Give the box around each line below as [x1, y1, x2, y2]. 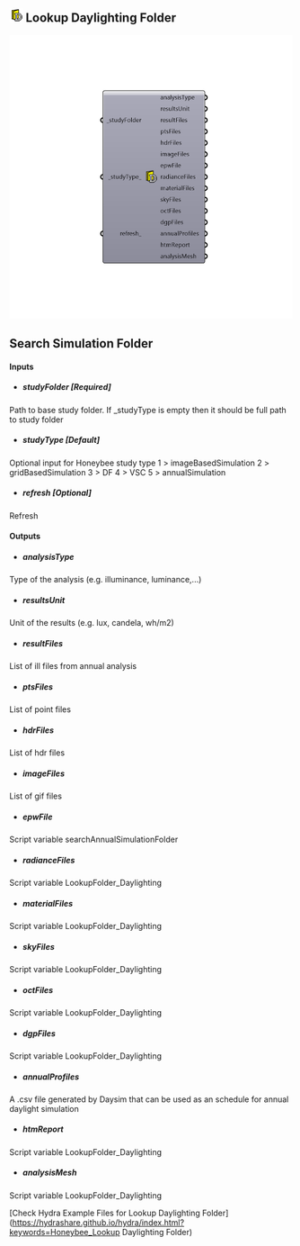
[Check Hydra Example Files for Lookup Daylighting [9, 1207, 200, 1218]
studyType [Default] [22, 435, 101, 446]
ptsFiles [22, 681, 54, 692]
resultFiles [22, 637, 64, 648]
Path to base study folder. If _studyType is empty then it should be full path [9, 404, 287, 415]
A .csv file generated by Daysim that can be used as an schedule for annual [9, 1094, 289, 1105]
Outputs [9, 531, 41, 542]
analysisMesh [22, 1167, 77, 1178]
